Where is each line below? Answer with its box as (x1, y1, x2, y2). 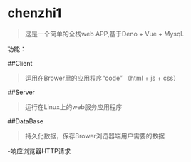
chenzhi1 (7, 5, 62, 21)
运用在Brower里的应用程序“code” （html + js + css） (24, 74, 180, 82)
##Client (7, 59, 33, 67)
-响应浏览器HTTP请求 (7, 146, 71, 155)
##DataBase (7, 116, 44, 126)
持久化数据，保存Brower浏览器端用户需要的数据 (24, 131, 165, 140)
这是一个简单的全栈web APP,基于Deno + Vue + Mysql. (24, 29, 184, 38)
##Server (7, 88, 36, 96)
